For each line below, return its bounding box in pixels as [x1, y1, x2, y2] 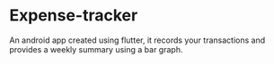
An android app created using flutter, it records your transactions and [9, 35, 266, 45]
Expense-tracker [9, 5, 138, 26]
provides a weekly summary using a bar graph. [9, 44, 183, 54]
